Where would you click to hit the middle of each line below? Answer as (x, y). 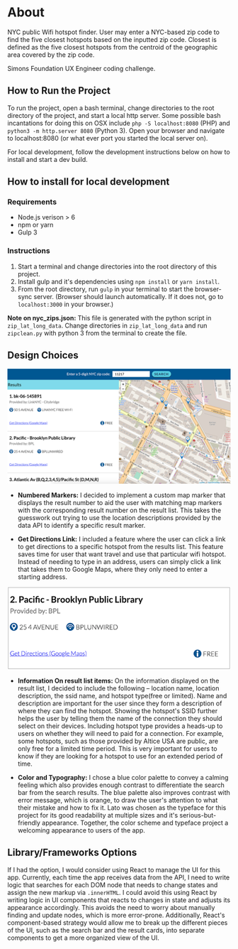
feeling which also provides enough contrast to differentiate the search (121, 785)
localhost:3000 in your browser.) (66, 304)
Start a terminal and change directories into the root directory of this (117, 266)
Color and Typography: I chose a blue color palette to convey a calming (123, 777)
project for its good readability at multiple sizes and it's (98, 815)
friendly (29, 823)
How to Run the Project (59, 91)
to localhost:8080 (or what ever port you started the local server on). (108, 138)
